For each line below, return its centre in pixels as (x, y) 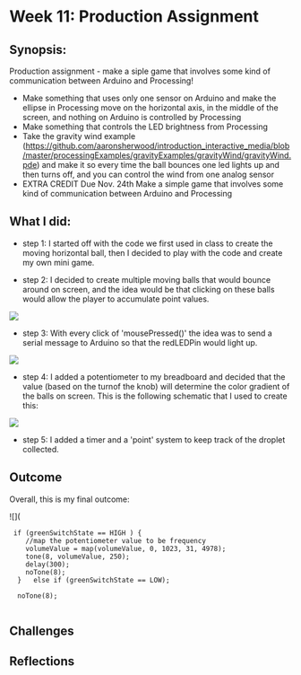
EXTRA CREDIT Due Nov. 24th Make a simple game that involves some (153, 184)
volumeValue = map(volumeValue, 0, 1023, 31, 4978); (126, 548)
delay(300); (47, 564)
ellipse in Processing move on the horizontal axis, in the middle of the (150, 108)
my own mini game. (58, 262)
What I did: (40, 222)
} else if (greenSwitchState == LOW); (94, 580)
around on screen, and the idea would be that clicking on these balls (148, 289)
